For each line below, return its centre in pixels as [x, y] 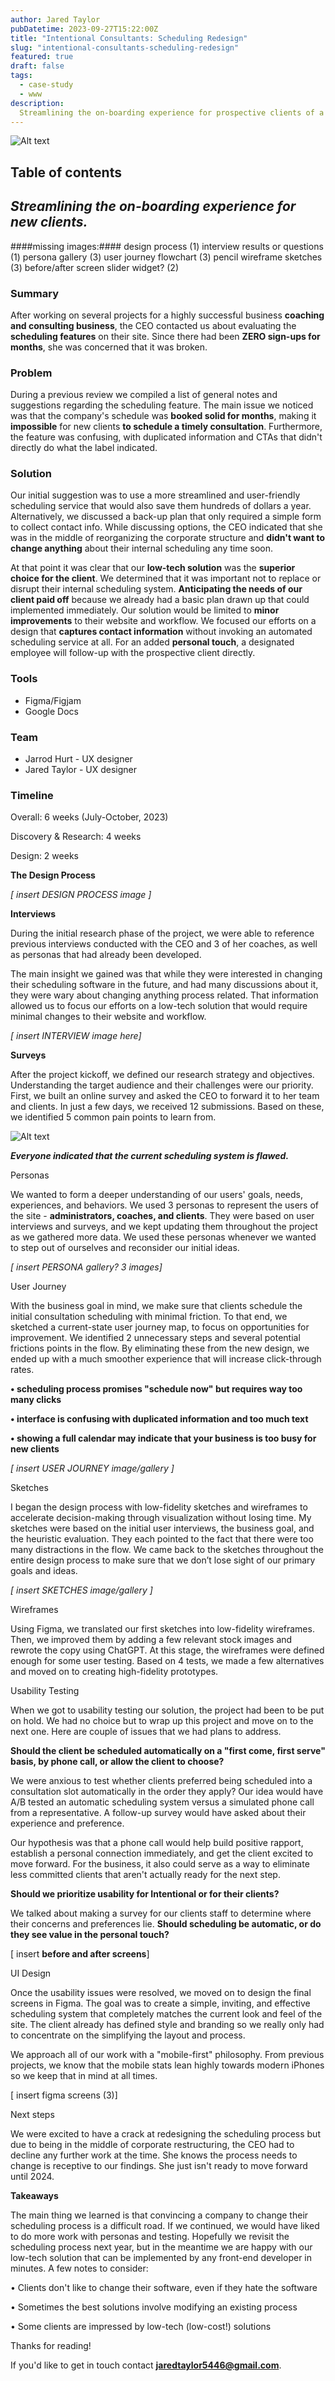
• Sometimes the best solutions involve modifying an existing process [154, 2307]
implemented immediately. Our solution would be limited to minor [145, 610]
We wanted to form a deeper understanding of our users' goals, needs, [156, 1195]
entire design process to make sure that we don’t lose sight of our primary [163, 1560]
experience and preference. [67, 1823]
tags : [21, 76]
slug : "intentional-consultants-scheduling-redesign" [125, 47]
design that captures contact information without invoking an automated [161, 632]
